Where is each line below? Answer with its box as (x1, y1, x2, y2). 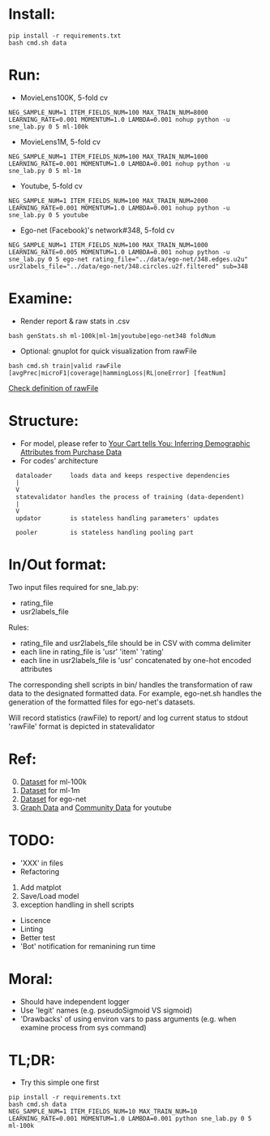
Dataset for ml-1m (19, 785, 80, 795)
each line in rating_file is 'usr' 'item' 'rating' (19, 647, 165, 657)
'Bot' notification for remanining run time (19, 941, 156, 951)
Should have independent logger (19, 996, 130, 1006)
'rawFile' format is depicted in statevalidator (8, 721, 156, 731)
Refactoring (19, 866, 60, 876)
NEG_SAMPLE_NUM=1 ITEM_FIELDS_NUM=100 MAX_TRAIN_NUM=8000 (8, 108, 208, 116)
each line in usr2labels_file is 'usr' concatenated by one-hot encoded (19, 655, 251, 665)
